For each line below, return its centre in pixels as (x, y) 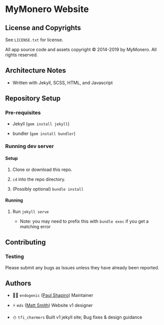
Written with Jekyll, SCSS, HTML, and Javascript (62, 83)
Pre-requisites (23, 113)
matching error (35, 226)
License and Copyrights (43, 28)
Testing (14, 257)
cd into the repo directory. (39, 179)
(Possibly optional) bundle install (48, 189)
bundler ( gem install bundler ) (44, 133)
